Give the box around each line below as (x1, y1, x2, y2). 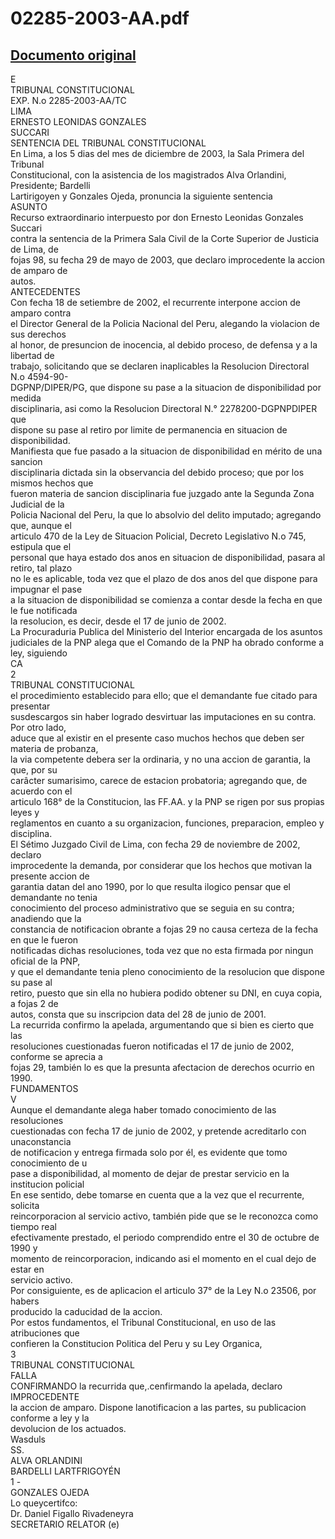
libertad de (10, 350, 55, 361)
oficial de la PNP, (10, 955, 81, 967)
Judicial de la (10, 498, 65, 510)
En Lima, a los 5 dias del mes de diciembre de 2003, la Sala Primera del (10, 148, 305, 159)
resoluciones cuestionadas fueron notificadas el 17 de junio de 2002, (10, 1040, 295, 1052)
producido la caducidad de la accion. (10, 1306, 163, 1317)
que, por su (10, 764, 58, 776)
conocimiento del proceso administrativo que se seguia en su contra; (10, 902, 295, 914)
